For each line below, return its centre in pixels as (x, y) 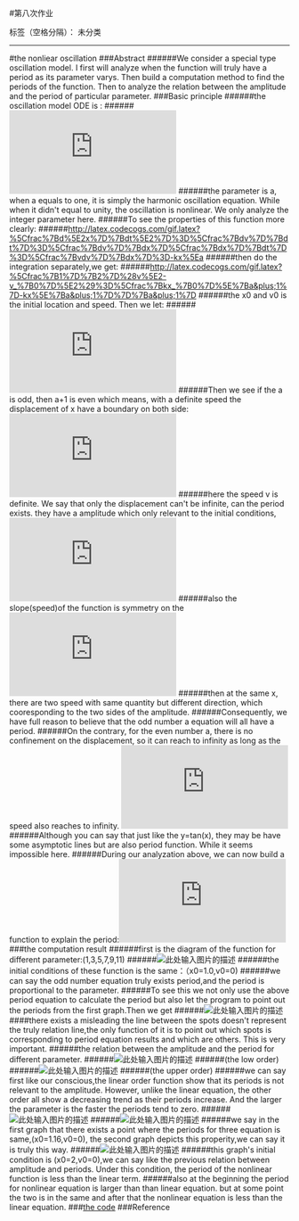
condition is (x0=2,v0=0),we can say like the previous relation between (139, 1159)
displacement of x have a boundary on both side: (99, 409)
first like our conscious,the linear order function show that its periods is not (147, 1081)
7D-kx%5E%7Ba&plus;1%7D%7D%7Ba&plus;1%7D (103, 295)
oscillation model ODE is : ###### (72, 106)
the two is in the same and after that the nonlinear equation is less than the (146, 1197)
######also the (207, 598)
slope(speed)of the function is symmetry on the (97, 608)
